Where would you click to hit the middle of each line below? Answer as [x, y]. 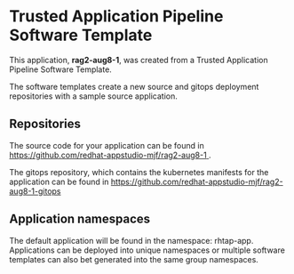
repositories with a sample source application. [93, 96]
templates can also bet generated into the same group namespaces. [134, 259]
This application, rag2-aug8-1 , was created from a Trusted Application [139, 60]
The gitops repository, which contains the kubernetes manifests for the [139, 172]
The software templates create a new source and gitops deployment [134, 86]
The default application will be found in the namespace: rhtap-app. [131, 240]
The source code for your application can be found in [107, 145]
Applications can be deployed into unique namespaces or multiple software [147, 250]
